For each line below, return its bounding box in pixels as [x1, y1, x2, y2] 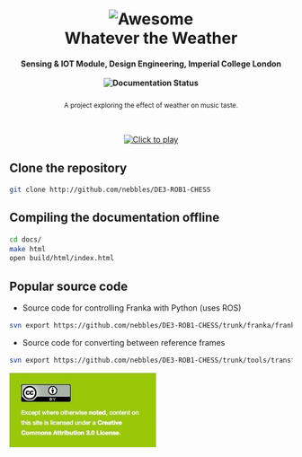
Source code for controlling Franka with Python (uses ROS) [22, 303, 242, 313]
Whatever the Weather [64, 28, 238, 48]
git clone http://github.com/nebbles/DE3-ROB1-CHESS [9, 185, 211, 194]
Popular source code [9, 278, 129, 294]
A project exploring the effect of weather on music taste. [64, 101, 238, 110]
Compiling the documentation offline [9, 210, 220, 225]
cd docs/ [9, 234, 42, 244]
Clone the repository [9, 160, 128, 175]
